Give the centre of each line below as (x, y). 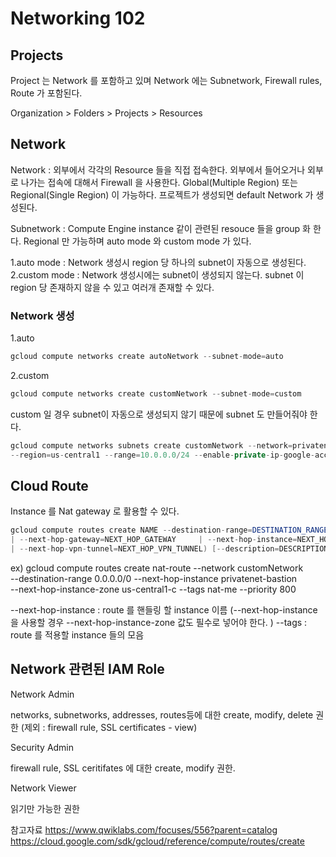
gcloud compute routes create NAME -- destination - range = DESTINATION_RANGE (169, 530)
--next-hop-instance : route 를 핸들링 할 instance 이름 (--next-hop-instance (164, 610)
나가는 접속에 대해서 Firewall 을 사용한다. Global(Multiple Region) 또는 (159, 182)
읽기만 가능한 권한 (45, 808)
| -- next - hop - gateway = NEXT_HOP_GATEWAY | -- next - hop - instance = (154, 540)
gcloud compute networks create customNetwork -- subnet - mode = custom (156, 393)
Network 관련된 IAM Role (87, 669)
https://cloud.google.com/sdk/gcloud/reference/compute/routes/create (157, 841)
